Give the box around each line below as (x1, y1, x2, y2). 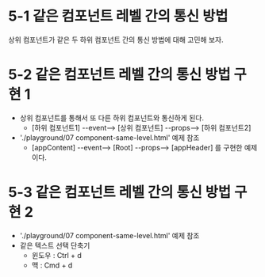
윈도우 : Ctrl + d (31, 250, 82, 260)
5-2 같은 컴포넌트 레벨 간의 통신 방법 (8, 66, 231, 84)
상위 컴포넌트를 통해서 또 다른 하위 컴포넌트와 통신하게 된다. (19, 112, 205, 123)
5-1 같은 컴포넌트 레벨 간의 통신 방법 (8, 7, 229, 25)
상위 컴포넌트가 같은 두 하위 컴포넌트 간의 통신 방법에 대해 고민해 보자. (8, 35, 224, 44)
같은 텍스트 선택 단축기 (19, 241, 90, 250)
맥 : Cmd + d (31, 260, 73, 270)
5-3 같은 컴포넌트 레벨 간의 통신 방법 (8, 184, 232, 202)
